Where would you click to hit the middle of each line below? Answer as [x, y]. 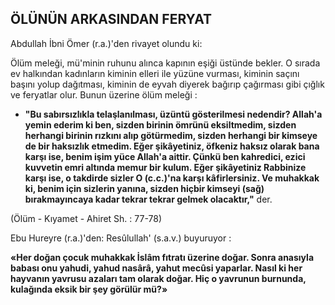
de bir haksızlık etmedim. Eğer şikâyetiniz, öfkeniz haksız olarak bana [172, 146]
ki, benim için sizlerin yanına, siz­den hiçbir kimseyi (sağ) [144, 188]
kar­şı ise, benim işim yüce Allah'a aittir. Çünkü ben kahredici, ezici [165, 156]
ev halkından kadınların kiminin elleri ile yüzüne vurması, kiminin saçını [155, 73]
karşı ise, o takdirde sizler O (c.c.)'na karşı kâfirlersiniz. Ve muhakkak [172, 178]
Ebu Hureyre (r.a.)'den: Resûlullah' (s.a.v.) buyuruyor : [121, 238]
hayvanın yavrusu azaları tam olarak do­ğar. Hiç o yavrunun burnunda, [158, 278]
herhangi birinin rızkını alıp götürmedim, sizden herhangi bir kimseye [171, 135]
